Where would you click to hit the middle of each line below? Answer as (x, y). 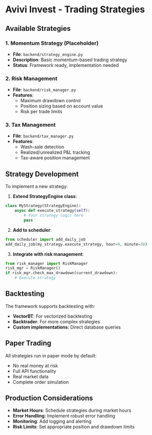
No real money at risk (35, 366)
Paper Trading (28, 343)
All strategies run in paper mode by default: (51, 355)
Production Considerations (49, 398)
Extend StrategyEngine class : (45, 196)
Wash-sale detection (42, 147)
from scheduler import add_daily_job (46, 239)
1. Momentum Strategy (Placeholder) (52, 43)
